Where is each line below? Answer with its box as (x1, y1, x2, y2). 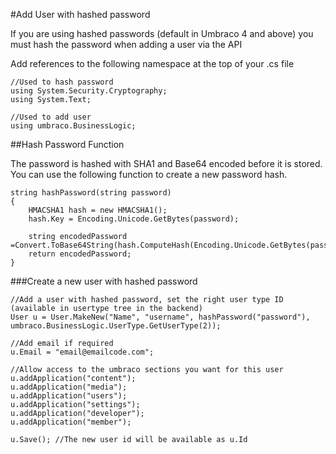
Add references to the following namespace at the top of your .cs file (10, 58, 295, 69)
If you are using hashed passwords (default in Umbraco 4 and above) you (10, 28, 314, 39)
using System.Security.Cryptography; (10, 86, 168, 96)
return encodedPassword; (28, 249, 132, 259)
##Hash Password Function (10, 139, 125, 150)
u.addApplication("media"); (10, 382, 128, 392)
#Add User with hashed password (10, 9, 151, 20)
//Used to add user (10, 112, 92, 122)
